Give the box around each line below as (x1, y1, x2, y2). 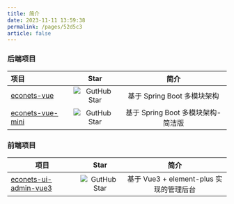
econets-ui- (10, 174, 52, 184)
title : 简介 (7, 10, 40, 17)
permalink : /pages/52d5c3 (7, 23, 82, 30)
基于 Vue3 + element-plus (127, 174, 214, 184)
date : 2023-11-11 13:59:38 (7, 17, 86, 24)
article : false (7, 29, 52, 37)
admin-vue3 (10, 183, 52, 193)
